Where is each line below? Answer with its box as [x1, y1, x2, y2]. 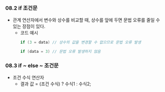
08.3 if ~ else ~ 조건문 [5, 62, 59, 69]
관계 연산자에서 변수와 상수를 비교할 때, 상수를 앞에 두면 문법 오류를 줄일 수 [12, 17, 160, 23]
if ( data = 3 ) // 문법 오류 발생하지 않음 [20, 49, 101, 54]
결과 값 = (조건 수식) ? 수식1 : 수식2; [20, 81, 91, 87]
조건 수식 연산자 [12, 75, 44, 81]
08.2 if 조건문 [5, 4, 38, 11]
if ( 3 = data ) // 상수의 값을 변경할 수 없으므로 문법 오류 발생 [20, 40, 141, 45]
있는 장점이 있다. [12, 23, 46, 29]
